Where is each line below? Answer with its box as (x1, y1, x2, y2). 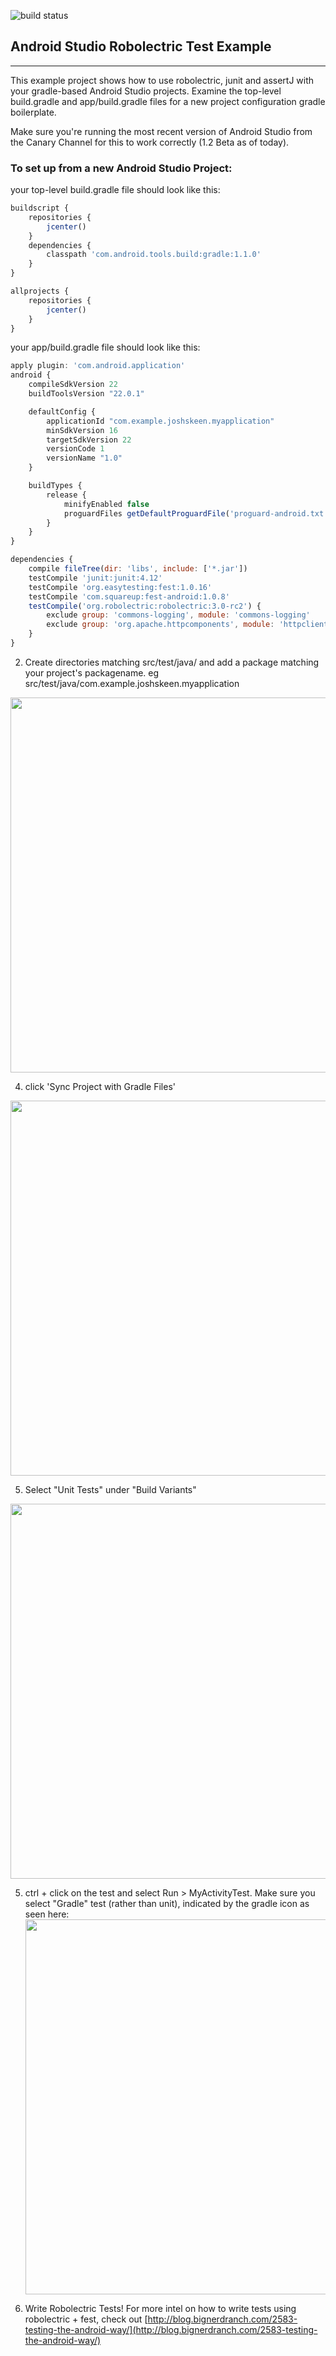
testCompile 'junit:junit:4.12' (28, 573, 163, 583)
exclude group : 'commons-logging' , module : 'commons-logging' (46, 610, 311, 620)
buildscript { (10, 203, 70, 214)
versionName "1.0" (46, 453, 123, 464)
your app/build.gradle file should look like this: (10, 341, 201, 354)
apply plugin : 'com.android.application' (10, 361, 186, 371)
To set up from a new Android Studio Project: (10, 161, 233, 175)
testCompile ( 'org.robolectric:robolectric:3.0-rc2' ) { (28, 601, 262, 611)
